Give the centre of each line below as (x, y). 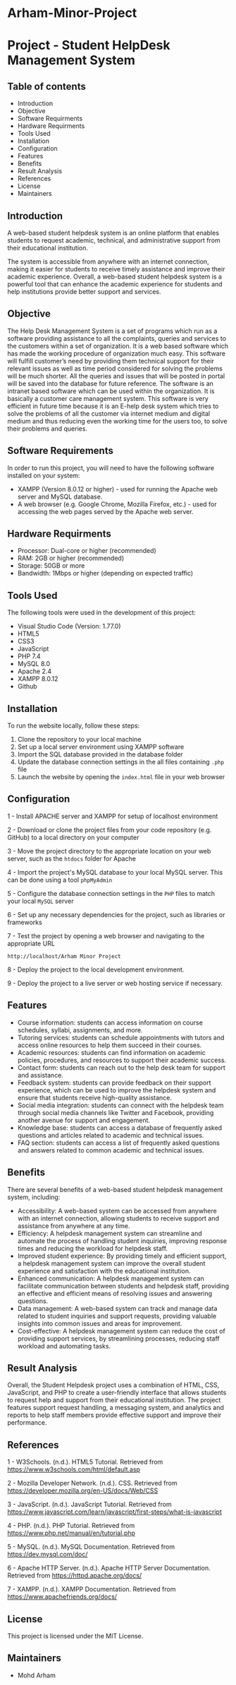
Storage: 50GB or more (51, 566)
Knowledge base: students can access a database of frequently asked (120, 1127)
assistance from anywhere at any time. (74, 1225)
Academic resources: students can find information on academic (112, 1052)
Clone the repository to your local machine (79, 740)
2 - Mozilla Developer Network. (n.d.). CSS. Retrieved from (92, 1483)
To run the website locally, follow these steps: (74, 725)
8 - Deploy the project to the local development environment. (96, 969)
